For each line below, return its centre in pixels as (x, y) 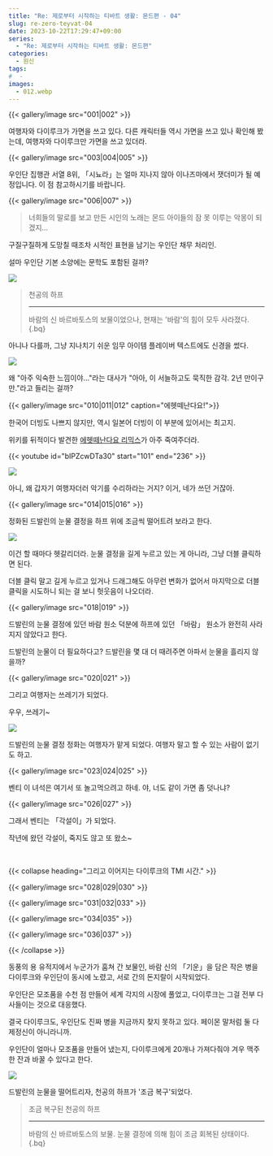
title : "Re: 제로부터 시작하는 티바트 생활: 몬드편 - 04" (95, 16)
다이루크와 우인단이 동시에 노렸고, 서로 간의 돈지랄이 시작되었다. (109, 977)
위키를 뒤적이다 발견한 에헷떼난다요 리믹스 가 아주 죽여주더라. (104, 440)
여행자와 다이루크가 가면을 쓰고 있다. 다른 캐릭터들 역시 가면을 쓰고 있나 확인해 (132, 132)
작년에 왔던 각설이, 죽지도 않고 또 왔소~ (70, 838)
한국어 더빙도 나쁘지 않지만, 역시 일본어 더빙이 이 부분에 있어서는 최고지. (122, 422)
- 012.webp (34, 91)
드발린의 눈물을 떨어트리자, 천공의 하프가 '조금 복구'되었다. (101, 1092)
